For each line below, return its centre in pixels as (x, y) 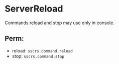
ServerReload (34, 9)
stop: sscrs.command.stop (38, 56)
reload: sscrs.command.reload (42, 50)
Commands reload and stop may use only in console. (60, 23)
